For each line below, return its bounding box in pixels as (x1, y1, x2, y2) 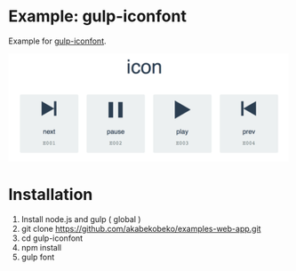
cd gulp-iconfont (20, 233, 84, 243)
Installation (8, 185, 93, 205)
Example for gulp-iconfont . (8, 36, 108, 46)
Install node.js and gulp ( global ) (20, 213, 141, 224)
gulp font (20, 251, 55, 262)
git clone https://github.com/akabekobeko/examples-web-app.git (20, 223, 261, 234)
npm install (20, 242, 62, 252)
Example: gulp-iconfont (8, 6, 188, 27)
